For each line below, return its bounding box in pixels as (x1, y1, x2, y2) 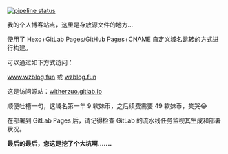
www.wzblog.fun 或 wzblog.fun (7, 73, 97, 81)
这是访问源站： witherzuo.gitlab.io (7, 88, 102, 95)
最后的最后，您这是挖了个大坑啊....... (7, 140, 112, 147)
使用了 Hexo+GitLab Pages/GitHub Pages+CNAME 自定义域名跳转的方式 (7, 35, 214, 43)
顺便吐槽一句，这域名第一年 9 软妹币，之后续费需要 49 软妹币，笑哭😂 (7, 102, 208, 110)
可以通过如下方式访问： (7, 58, 74, 66)
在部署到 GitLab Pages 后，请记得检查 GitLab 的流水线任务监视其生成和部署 (7, 116, 222, 125)
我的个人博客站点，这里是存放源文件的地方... (7, 21, 134, 29)
